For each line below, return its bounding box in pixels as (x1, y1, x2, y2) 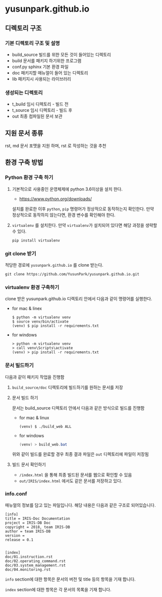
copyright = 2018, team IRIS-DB (5, 525, 70, 529)
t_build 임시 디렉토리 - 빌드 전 (12, 101, 69, 107)
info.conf (5, 491, 28, 497)
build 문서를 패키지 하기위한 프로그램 (12, 57, 82, 64)
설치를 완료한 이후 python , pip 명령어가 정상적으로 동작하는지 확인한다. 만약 (12, 205, 154, 212)
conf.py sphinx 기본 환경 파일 (12, 64, 69, 69)
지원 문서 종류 (5, 129, 44, 137)
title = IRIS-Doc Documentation (5, 516, 70, 521)
